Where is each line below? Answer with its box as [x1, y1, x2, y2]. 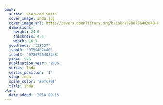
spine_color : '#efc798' [9, 79, 57, 84]
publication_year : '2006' [9, 61, 62, 66]
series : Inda [9, 66, 36, 71]
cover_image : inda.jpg [9, 16, 55, 21]
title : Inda [9, 83, 34, 89]
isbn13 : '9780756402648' [9, 52, 59, 57]
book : [4, 7, 16, 12]
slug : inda [9, 75, 31, 79]
